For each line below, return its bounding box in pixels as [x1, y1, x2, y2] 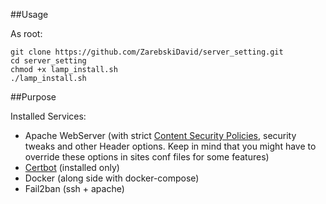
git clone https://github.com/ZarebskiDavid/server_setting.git [10, 47, 284, 57]
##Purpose [10, 91, 57, 103]
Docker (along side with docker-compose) [24, 172, 200, 184]
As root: [10, 28, 43, 39]
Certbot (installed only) [24, 162, 120, 173]
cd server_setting [10, 56, 87, 66]
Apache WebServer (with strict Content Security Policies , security [24, 130, 297, 141]
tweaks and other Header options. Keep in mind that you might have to [24, 140, 317, 152]
